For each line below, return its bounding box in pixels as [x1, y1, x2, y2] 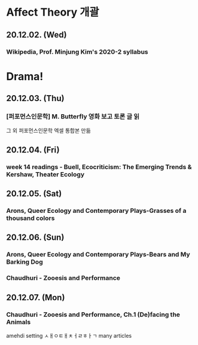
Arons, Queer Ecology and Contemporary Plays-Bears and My [6, 251, 190, 259]
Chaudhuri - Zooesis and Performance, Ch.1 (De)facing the [6, 310, 181, 319]
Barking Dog [6, 258, 43, 266]
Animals [6, 317, 31, 326]
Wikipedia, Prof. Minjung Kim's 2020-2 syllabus [6, 47, 148, 56]
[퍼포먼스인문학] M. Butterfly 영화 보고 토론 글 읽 [6, 112, 139, 120]
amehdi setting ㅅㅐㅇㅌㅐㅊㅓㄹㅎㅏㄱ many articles [6, 332, 132, 339]
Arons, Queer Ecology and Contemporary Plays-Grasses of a [6, 207, 187, 215]
